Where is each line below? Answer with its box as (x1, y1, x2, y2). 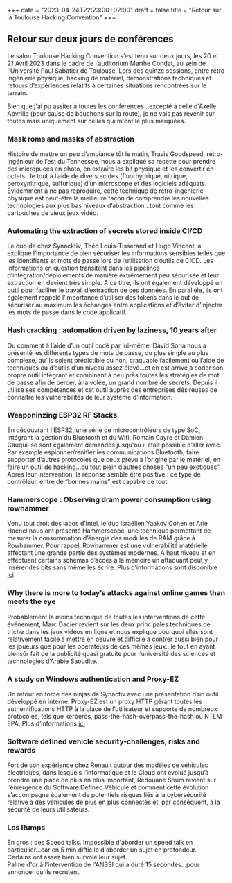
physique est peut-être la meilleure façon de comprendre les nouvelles (7, 194, 209, 203)
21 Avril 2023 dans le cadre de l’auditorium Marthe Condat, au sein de (7, 59, 206, 67)
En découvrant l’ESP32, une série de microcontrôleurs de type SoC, (7, 426, 201, 434)
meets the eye (7, 597, 56, 606)
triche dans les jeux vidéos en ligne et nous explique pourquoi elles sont (7, 627, 213, 635)
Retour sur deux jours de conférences (7, 33, 174, 45)
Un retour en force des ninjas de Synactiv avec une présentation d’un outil (7, 689, 219, 698)
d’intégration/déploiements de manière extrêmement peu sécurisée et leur (7, 271, 220, 280)
